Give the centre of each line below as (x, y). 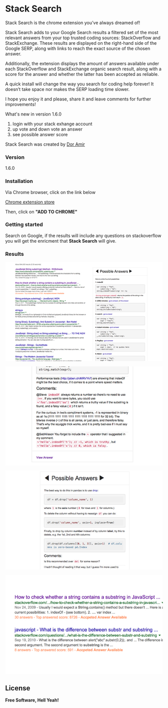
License (18, 688)
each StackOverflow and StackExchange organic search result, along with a (83, 69)
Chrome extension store (30, 202)
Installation (19, 181)
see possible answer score (40, 134)
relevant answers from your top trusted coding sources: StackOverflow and (83, 38)
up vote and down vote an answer (47, 129)
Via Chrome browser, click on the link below (50, 192)
